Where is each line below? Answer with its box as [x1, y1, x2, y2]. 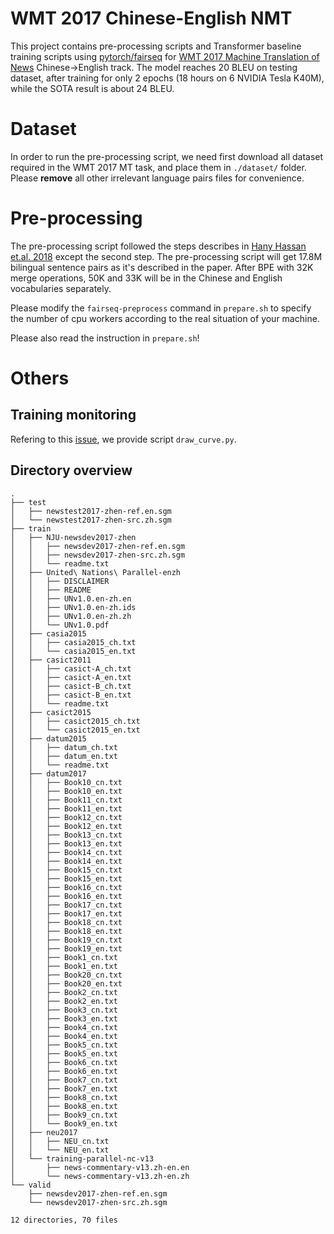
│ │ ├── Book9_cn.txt [10, 1110, 118, 1120]
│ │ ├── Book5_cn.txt [10, 1040, 118, 1050]
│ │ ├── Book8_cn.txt [10, 1092, 118, 1102]
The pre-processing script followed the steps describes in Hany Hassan [10, 240, 307, 252]
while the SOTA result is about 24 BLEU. [10, 82, 175, 94]
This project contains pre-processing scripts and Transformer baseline [10, 40, 302, 52]
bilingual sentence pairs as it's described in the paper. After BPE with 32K [10, 261, 314, 273]
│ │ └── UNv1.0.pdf [10, 620, 110, 630]
